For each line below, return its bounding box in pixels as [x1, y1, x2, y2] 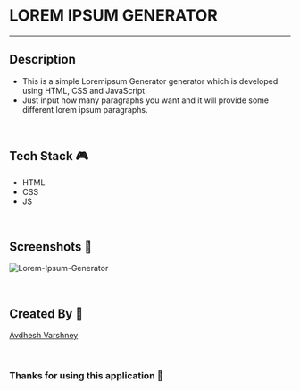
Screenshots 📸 [9, 239, 93, 254]
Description [9, 52, 76, 67]
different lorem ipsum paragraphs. [21, 104, 149, 115]
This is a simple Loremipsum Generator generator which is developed [21, 75, 279, 86]
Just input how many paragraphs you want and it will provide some [21, 95, 270, 106]
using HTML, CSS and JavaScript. [21, 85, 147, 96]
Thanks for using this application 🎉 [9, 370, 163, 382]
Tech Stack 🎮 [9, 149, 89, 164]
